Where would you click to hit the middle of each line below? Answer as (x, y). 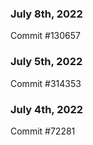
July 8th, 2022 (46, 14)
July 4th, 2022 (47, 109)
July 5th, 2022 (46, 62)
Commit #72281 (43, 131)
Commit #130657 (46, 36)
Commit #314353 (46, 83)
